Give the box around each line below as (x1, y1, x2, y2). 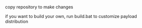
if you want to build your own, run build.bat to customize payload (5, 14, 137, 19)
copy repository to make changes (5, 4, 73, 10)
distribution (5, 19, 29, 24)
